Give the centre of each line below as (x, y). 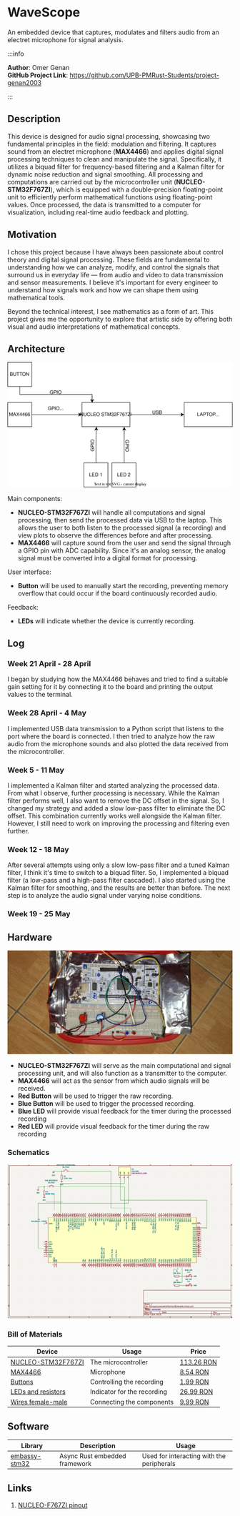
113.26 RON (199, 1362)
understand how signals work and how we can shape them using (103, 289)
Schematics (29, 1153)
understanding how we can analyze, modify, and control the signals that (113, 267)
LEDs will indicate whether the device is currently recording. (106, 621)
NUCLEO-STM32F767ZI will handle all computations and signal (111, 512)
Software (28, 1426)
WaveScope (44, 13)
